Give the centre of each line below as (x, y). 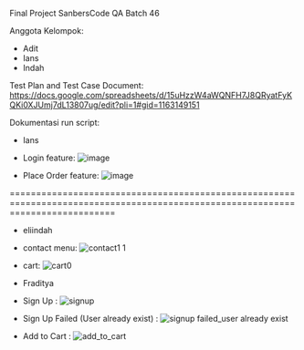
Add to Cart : (47, 336)
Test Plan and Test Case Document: (77, 85)
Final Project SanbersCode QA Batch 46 (84, 13)
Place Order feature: (61, 175)
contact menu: (50, 248)
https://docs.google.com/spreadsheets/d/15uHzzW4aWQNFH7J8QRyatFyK (151, 95)
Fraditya (38, 283)
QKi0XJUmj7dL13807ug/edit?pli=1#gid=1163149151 (105, 105)
